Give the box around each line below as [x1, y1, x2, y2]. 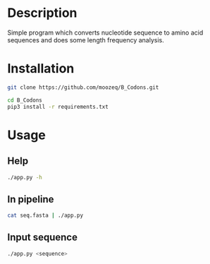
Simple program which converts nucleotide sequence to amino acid [7, 28, 204, 37]
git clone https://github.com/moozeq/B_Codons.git [7, 83, 159, 91]
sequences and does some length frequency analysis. [7, 35, 164, 44]
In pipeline [7, 193, 54, 205]
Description [7, 5, 78, 21]
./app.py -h [7, 174, 42, 181]
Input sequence [7, 232, 78, 244]
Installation [7, 61, 75, 77]
